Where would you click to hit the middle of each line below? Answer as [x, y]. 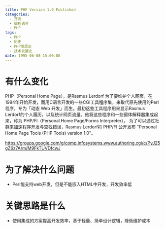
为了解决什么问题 [40, 170]
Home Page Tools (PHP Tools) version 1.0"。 [50, 133]
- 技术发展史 [21, 51]
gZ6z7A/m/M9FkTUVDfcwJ [33, 148]
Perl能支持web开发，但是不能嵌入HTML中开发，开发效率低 [72, 184]
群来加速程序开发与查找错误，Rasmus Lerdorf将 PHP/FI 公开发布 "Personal [81, 127]
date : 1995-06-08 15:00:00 [33, 56]
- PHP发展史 [21, 46]
